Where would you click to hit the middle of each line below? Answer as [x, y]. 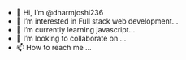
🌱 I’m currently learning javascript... [76, 30]
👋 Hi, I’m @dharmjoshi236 [60, 13]
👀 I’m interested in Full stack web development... [97, 21]
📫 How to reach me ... [54, 47]
